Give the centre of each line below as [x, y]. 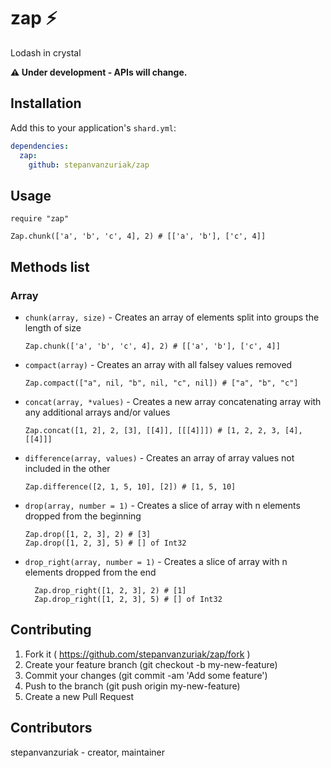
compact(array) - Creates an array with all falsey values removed [158, 364]
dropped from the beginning [83, 516]
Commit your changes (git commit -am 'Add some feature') [146, 675]
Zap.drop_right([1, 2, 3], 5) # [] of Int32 [128, 599]
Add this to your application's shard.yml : [93, 127]
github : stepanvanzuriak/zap [89, 165]
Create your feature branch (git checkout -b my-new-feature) [151, 664]
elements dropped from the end [90, 572]
